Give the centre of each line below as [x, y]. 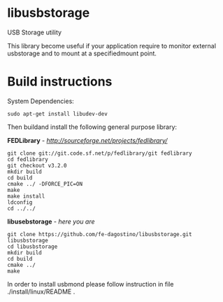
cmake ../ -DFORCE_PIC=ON [45, 184]
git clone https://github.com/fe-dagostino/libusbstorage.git [100, 234]
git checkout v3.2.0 [37, 165]
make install [26, 196]
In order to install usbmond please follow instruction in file [91, 284]
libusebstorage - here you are [51, 221]
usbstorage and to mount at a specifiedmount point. [82, 53]
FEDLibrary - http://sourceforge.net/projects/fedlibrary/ [87, 140]
